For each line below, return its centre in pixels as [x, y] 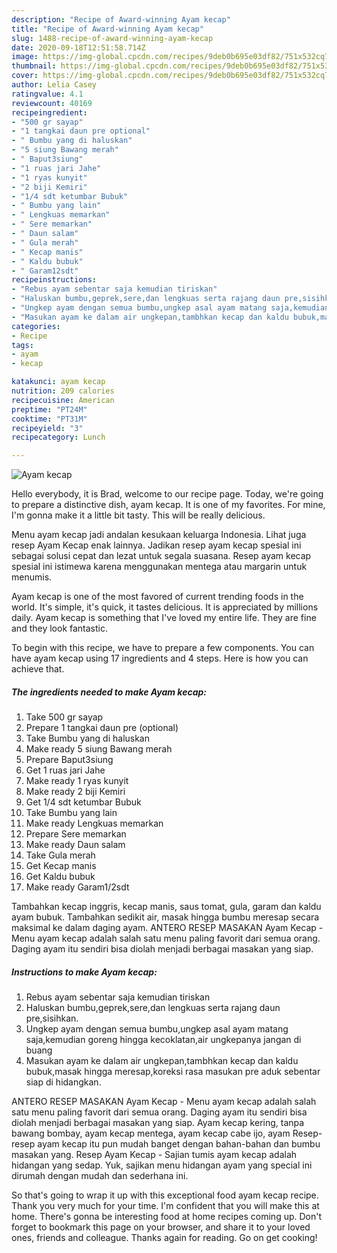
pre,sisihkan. [52, 1018]
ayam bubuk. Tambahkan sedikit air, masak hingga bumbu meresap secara [165, 917]
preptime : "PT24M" [49, 409]
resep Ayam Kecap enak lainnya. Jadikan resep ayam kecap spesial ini [156, 545]
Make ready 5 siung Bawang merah [99, 749]
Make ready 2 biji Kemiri [75, 792]
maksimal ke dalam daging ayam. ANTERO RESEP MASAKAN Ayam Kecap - [167, 928]
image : [25, 57]
